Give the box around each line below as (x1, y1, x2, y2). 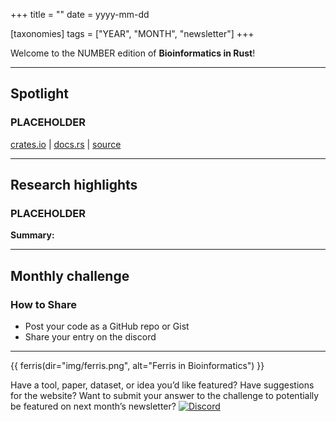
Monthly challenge (10, 267, 130, 284)
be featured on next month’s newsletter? (10, 400, 177, 413)
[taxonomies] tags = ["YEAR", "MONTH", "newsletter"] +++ (10, 28, 255, 39)
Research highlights (10, 177, 138, 194)
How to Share (10, 297, 77, 311)
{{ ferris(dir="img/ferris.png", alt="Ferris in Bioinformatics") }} (10, 360, 265, 372)
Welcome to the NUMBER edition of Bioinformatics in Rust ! (10, 47, 256, 59)
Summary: (10, 229, 55, 241)
